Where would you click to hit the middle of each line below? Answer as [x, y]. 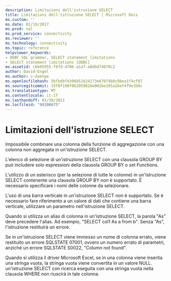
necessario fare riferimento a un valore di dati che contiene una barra [78, 201]
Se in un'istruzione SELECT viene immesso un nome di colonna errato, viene [86, 237]
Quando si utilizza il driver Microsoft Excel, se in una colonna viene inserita [84, 258]
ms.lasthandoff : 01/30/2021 [35, 100]
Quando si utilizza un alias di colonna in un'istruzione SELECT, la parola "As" [86, 216]
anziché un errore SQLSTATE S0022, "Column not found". [66, 248]
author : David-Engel [27, 72]
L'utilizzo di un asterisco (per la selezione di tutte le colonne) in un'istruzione [86, 175]
